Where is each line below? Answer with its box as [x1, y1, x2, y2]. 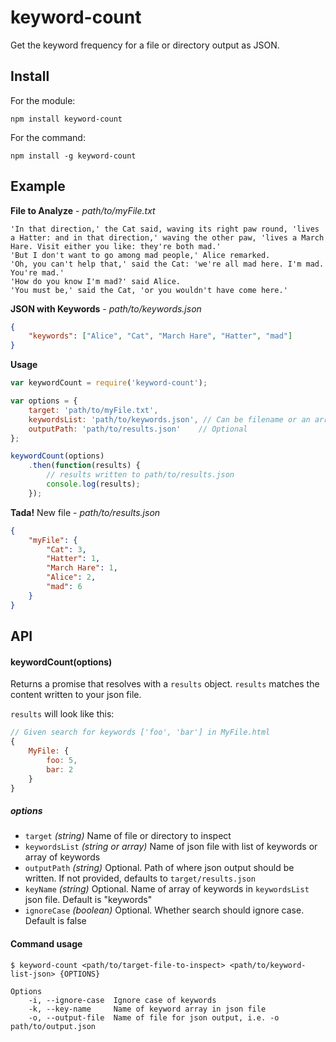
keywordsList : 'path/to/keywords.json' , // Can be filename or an [28, 414, 311, 425]
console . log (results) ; [46, 479, 141, 490]
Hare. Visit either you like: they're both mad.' [10, 241, 222, 251]
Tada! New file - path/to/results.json [10, 506, 161, 518]
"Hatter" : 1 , [46, 554, 101, 564]
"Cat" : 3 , [46, 544, 87, 555]
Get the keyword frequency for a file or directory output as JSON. [10, 39, 280, 51]
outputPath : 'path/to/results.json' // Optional [28, 424, 248, 434]
